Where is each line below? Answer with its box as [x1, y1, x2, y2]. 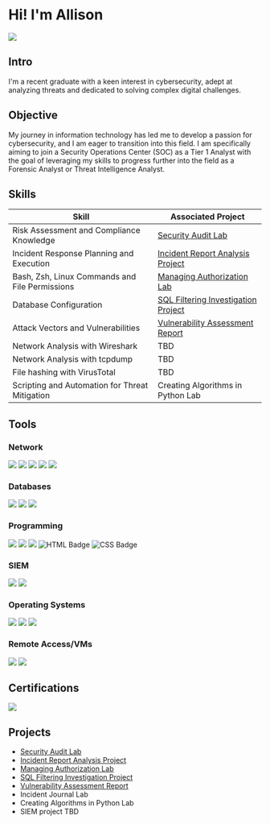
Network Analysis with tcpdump [12, 354, 133, 365]
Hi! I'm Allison [8, 6, 104, 24]
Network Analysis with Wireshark [12, 341, 138, 352]
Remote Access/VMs [8, 639, 92, 650]
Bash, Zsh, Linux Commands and [12, 271, 137, 283]
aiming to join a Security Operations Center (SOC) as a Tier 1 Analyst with [8, 147, 252, 156]
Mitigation [12, 390, 51, 401]
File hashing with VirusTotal [12, 366, 117, 378]
